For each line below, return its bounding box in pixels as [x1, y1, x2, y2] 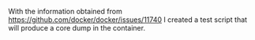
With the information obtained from [8, 7, 122, 16]
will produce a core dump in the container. [8, 24, 146, 32]
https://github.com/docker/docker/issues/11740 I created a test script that [8, 15, 247, 24]
